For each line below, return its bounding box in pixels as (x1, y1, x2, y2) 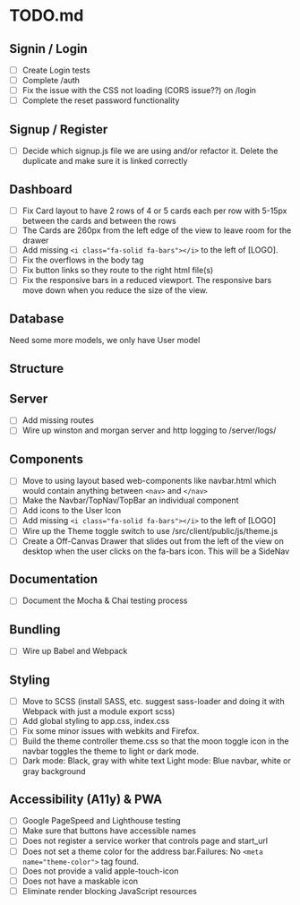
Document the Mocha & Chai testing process (21, 595, 188, 606)
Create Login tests (21, 65, 91, 75)
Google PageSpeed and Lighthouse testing (21, 815, 181, 826)
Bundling (9, 622, 61, 637)
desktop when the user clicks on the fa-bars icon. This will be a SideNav (21, 546, 290, 556)
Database (9, 311, 64, 326)
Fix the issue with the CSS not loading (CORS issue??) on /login (21, 85, 257, 96)
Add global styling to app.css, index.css (21, 716, 170, 727)
